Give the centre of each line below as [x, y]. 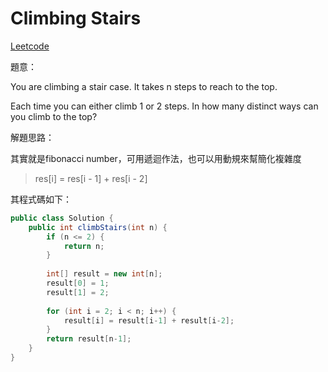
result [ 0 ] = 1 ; [78, 283]
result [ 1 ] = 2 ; [78, 292]
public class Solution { [62, 218]
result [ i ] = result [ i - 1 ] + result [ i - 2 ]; [149, 320]
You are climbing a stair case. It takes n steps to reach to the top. [144, 86]
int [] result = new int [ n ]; [104, 274]
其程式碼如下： [41, 199]
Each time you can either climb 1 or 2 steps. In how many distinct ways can [164, 106]
